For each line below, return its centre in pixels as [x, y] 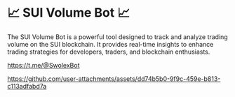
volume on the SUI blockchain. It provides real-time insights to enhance [110, 44]
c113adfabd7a [27, 86]
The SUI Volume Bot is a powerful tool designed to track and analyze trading [117, 37]
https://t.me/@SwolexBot [43, 65]
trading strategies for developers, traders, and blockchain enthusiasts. [109, 52]
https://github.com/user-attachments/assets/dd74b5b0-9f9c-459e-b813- [114, 79]
